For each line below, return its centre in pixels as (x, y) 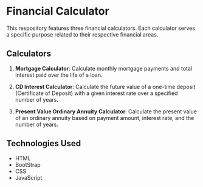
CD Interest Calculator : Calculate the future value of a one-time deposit (105, 86)
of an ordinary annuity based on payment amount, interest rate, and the (105, 118)
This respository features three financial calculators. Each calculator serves (101, 28)
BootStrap (28, 164)
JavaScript (29, 177)
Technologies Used (43, 143)
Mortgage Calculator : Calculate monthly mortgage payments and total (104, 68)
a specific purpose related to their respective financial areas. (82, 34)
